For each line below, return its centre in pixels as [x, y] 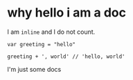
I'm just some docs [34, 69]
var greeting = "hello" [42, 44]
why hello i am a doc [67, 13]
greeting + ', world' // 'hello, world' [66, 57]
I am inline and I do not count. [51, 32]
